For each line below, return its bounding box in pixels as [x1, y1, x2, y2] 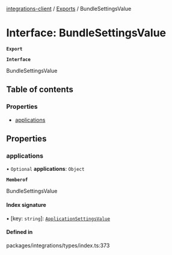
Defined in [6, 229, 33, 236]
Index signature [6, 201, 46, 208]
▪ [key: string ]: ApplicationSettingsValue [6, 215, 110, 222]
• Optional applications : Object [6, 165, 85, 173]
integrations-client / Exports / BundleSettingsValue [6, 5, 132, 12]
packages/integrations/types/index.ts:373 [6, 242, 110, 249]
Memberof [6, 177, 28, 183]
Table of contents [6, 84, 73, 95]
